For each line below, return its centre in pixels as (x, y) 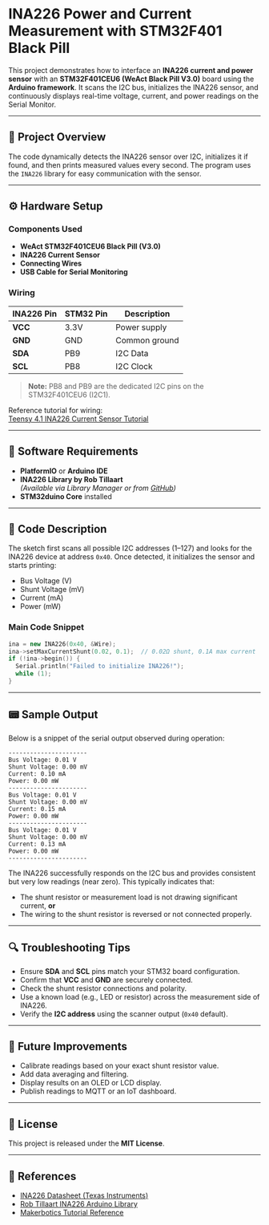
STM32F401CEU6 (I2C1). (69, 395)
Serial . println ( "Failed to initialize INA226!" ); (100, 667)
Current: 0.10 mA (37, 774)
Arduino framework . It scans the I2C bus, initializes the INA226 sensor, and (133, 87)
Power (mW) (40, 606)
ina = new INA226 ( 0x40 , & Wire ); (62, 644)
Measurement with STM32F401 (115, 31)
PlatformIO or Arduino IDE (64, 471)
